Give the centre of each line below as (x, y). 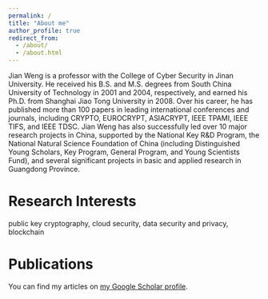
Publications (51, 264)
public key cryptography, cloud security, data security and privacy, (118, 223)
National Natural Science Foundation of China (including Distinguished (124, 144)
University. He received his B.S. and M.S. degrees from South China (120, 84)
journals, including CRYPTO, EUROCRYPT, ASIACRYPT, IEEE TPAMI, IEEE (128, 118)
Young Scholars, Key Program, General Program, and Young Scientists (124, 152)
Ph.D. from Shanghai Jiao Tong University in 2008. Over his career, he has (131, 101)
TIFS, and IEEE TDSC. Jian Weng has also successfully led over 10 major (128, 126)
